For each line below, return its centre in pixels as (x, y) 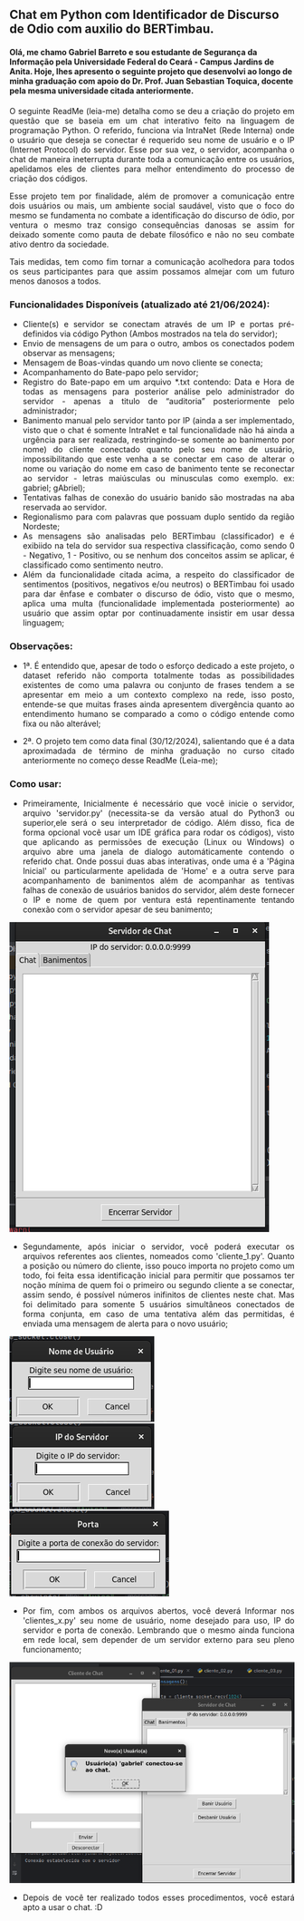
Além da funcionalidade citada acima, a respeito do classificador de (158, 574)
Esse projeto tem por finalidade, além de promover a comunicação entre (152, 196)
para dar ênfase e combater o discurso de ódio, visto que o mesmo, (158, 594)
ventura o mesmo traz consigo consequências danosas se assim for (152, 225)
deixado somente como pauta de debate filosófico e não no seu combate (152, 234)
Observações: (41, 645)
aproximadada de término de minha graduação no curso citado (158, 751)
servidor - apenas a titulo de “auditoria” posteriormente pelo (158, 401)
